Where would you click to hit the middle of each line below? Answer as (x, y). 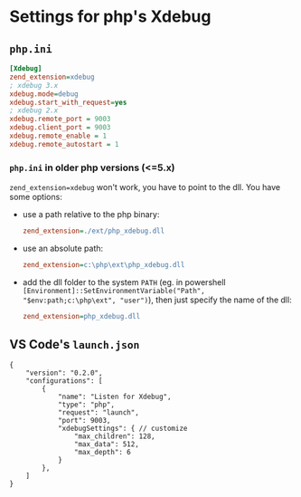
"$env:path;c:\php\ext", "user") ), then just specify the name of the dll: (157, 300)
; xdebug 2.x (34, 110)
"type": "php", (86, 405)
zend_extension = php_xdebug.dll (81, 316)
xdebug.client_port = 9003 (60, 128)
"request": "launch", (99, 413)
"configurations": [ (64, 381)
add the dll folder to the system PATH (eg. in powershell (124, 282)
